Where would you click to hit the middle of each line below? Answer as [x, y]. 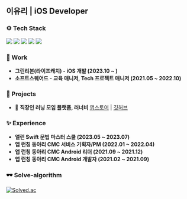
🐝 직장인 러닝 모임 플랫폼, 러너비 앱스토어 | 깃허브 [71, 107]
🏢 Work [17, 57]
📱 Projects [21, 94]
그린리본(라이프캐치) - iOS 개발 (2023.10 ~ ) [66, 71]
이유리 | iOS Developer [47, 11]
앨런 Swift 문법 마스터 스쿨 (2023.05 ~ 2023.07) [72, 137]
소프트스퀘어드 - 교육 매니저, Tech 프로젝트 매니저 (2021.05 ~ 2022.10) [98, 78]
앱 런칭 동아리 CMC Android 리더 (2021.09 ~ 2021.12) [79, 151]
